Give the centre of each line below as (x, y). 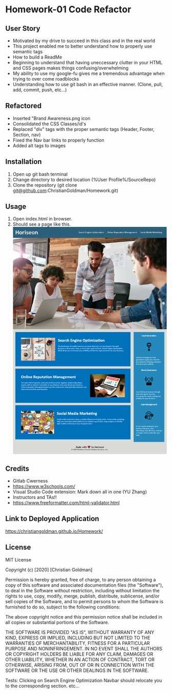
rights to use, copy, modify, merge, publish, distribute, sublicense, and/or (82, 596)
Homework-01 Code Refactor (68, 9)
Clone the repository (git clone (45, 185)
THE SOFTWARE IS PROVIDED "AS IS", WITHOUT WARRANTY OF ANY (80, 632)
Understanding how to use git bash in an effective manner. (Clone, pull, (88, 84)
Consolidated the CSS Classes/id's (49, 124)
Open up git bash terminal (40, 174)
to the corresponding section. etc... (42, 686)
